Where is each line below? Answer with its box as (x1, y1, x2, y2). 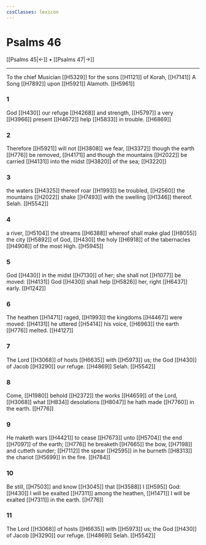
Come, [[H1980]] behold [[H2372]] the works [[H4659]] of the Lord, (6, 392, 178, 399)
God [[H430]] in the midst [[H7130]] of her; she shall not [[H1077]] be (6, 272, 181, 279)
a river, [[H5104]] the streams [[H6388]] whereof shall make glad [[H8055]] (6, 229, 197, 237)
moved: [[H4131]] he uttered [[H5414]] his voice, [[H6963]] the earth (6, 320, 179, 328)
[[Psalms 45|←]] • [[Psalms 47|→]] (6, 56, 95, 63)
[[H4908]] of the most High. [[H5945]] (6, 242, 104, 250)
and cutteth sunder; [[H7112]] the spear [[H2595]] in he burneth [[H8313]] (6, 447, 193, 454)
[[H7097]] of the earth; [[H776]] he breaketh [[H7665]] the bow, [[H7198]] (6, 441, 193, 448)
